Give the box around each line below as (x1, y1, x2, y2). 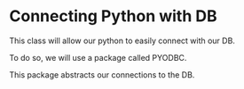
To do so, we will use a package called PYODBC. (9, 52, 187, 63)
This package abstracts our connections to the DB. (9, 69, 195, 80)
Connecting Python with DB (9, 6, 217, 26)
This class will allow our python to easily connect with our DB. (9, 35, 235, 46)
